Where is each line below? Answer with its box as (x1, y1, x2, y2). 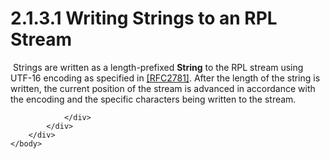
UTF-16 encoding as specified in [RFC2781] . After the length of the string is (10, 72, 321, 84)
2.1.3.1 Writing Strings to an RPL (10, 7, 278, 30)
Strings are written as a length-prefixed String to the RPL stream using (12, 61, 304, 73)
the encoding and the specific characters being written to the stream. (10, 93, 297, 105)
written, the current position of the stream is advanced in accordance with (10, 82, 316, 94)
